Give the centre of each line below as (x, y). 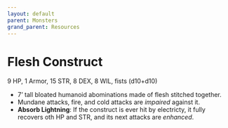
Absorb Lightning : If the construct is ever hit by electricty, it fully (111, 110)
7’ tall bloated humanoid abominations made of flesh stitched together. (120, 95)
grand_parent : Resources (43, 27)
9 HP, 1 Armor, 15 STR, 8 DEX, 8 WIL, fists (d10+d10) (82, 81)
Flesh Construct (55, 62)
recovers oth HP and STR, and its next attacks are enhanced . (106, 117)
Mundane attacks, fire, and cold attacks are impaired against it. (109, 102)
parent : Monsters (33, 20)
